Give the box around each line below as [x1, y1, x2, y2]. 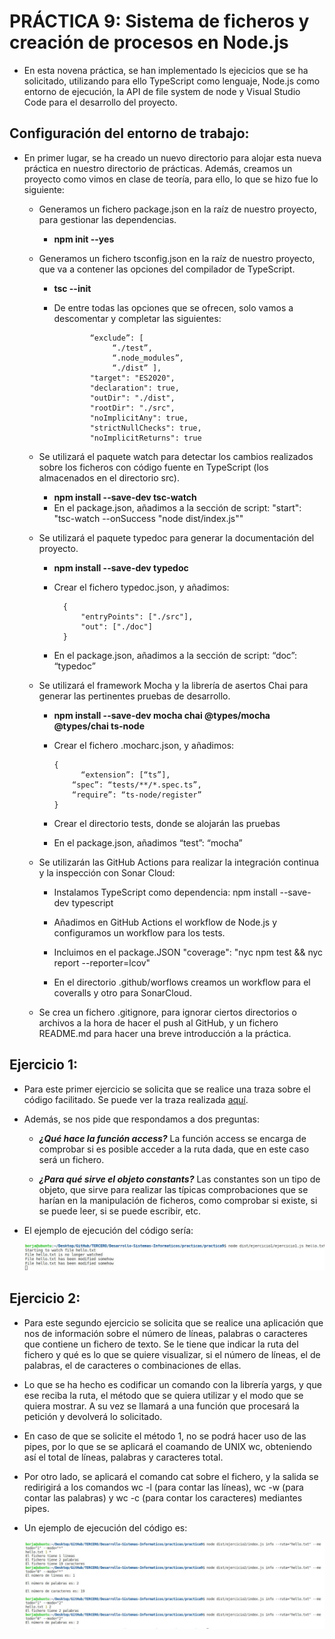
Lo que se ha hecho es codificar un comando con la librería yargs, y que [23, 1378, 322, 1390]
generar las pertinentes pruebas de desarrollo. [38, 690, 231, 702]
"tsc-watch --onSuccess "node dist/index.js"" [53, 512, 244, 524]
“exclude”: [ [89, 333, 144, 343]
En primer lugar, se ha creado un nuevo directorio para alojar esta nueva [23, 151, 322, 164]
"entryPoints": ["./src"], [80, 611, 194, 622]
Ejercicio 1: [9, 1056, 79, 1074]
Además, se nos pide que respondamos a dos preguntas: [23, 1113, 260, 1125]
